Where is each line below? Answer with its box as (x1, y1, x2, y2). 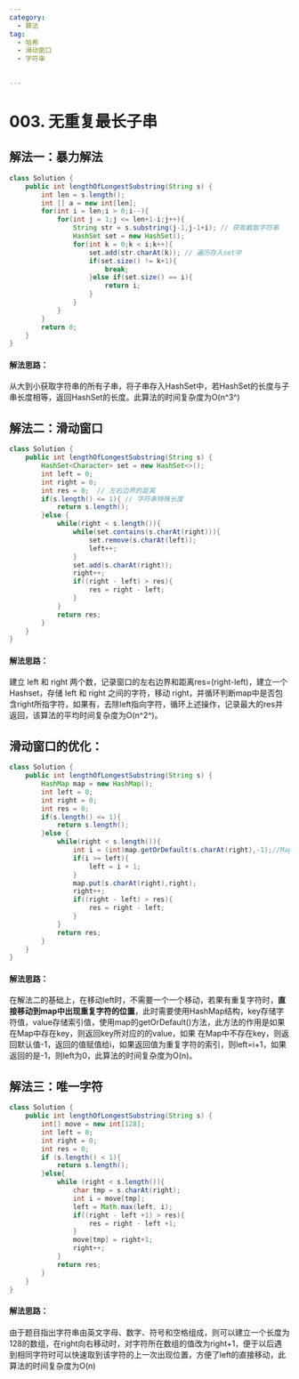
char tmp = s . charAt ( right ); (72, 1186, 181, 1195)
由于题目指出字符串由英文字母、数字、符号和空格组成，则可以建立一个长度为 (9, 1327, 290, 1337)
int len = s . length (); (41, 190, 125, 199)
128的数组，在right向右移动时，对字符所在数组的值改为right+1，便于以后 (9, 1338, 275, 1349)
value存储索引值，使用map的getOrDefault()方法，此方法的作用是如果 (32, 1017, 286, 1028)
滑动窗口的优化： (9, 738, 103, 754)
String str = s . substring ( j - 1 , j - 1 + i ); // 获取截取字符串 (72, 223, 279, 232)
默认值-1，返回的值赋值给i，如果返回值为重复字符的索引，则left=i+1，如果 (16, 1039, 287, 1050)
